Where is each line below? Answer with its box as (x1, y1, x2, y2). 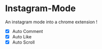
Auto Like (12, 34, 32, 39)
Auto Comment (12, 28, 43, 34)
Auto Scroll (12, 39, 35, 45)
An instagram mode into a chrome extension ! (5, 19, 98, 25)
